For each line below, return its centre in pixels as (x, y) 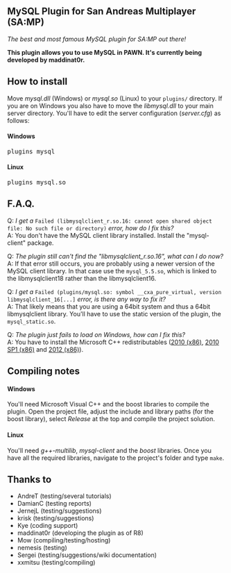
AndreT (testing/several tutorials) (65, 496)
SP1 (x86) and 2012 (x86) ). (45, 349)
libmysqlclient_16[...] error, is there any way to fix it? (87, 299)
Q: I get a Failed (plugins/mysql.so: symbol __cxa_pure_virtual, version (114, 291)
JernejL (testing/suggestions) (59, 511)
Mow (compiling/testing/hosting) (64, 540)
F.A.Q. (21, 204)
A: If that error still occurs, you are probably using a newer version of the (111, 264)
